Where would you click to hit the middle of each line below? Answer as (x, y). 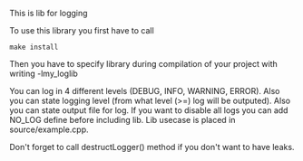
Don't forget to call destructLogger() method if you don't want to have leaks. (152, 147)
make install (34, 47)
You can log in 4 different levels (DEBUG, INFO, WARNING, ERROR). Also (145, 91)
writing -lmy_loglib (44, 73)
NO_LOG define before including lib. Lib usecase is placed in (122, 120)
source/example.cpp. (49, 129)
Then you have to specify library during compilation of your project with (144, 64)
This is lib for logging (49, 13)
